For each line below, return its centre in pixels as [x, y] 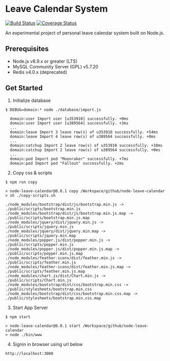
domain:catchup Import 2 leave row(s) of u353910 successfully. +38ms [86, 145]
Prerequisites [27, 49]
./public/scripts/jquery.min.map [41, 236]
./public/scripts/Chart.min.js [38, 280]
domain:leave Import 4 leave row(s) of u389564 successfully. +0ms [83, 136]
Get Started [24, 88]
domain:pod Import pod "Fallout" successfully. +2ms [67, 163]
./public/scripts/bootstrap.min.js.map [48, 218]
